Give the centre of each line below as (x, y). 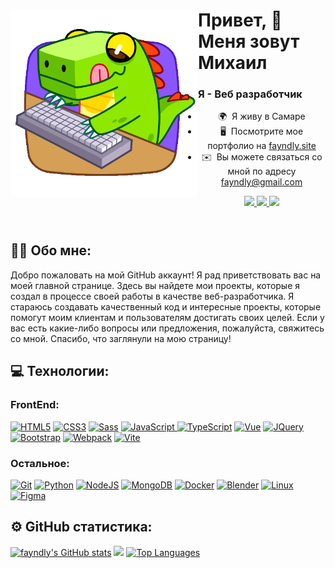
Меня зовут (249, 41)
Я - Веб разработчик (250, 94)
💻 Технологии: (60, 371)
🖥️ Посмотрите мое (261, 131)
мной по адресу (262, 171)
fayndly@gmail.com (261, 182)
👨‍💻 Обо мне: (51, 250)
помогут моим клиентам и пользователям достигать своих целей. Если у (167, 317)
